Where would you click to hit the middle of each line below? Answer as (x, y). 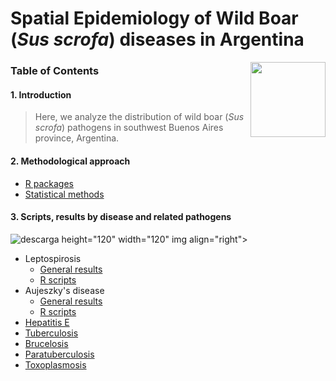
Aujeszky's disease (64, 290)
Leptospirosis (53, 258)
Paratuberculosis (59, 354)
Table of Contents (55, 71)
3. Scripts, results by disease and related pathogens (121, 217)
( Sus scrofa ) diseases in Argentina (157, 39)
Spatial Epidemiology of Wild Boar (154, 18)
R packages (49, 183)
